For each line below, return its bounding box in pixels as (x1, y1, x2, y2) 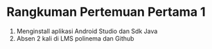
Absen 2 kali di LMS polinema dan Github (16, 34, 134, 42)
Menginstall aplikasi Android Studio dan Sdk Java (16, 27, 158, 35)
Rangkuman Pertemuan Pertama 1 (6, 4, 206, 20)
